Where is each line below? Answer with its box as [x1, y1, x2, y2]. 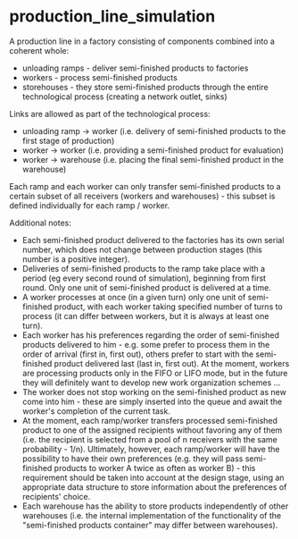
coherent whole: [9, 45, 70, 55]
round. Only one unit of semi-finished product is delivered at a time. [21, 282, 272, 292]
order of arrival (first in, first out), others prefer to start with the [21, 349, 254, 359]
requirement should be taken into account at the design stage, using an [21, 472, 285, 483]
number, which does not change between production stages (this [21, 244, 263, 255]
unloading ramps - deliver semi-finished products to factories [21, 63, 249, 73]
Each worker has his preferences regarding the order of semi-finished [21, 329, 279, 341]
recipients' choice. [21, 491, 91, 501]
